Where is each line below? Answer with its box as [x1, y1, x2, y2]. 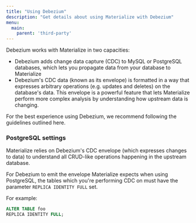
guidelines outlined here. [6, 119, 66, 126]
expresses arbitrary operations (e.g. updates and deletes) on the [14, 83, 171, 90]
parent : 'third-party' [16, 31, 72, 36]
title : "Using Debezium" [6, 8, 67, 15]
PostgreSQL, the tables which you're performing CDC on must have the [6, 177, 178, 184]
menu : [6, 19, 19, 25]
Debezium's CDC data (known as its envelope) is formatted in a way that [14, 77, 190, 84]
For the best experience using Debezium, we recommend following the [6, 113, 177, 120]
